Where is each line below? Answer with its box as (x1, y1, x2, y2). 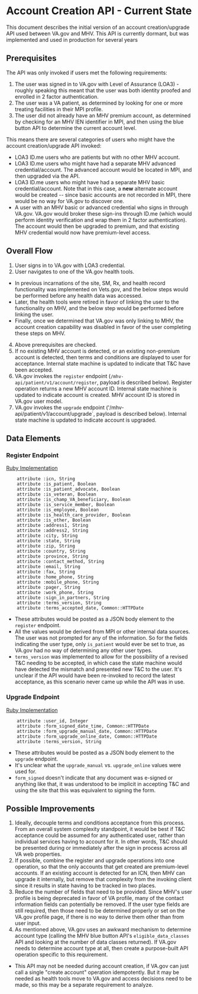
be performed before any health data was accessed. (14, 292, 143, 299)
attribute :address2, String (17, 527, 89, 534)
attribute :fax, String (17, 569, 76, 575)
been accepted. (14, 366, 53, 373)
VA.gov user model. (14, 397, 63, 405)
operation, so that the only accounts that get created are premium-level (14, 863, 189, 871)
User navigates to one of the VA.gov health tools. (14, 268, 135, 275)
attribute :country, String (17, 548, 86, 555)
